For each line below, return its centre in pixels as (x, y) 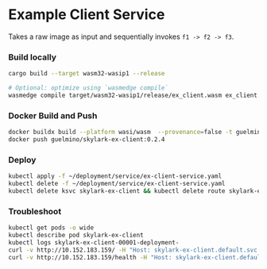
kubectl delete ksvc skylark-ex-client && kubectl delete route (117, 191)
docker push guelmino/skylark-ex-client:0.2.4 (87, 140)
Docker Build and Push (53, 115)
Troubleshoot (35, 211)
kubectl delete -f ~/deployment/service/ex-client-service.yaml (117, 184)
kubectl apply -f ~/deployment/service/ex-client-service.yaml (115, 176)
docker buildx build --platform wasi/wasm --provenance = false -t (120, 133)
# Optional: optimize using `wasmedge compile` (89, 88)
